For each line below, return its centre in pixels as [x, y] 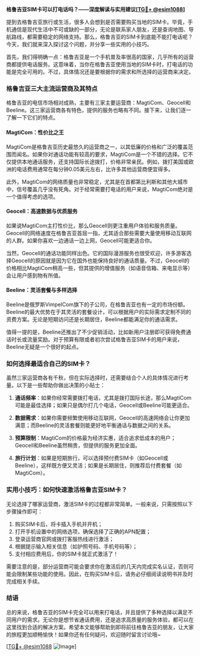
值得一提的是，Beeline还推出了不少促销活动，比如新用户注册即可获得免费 [96, 332]
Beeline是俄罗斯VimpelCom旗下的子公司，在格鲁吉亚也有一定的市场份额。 [97, 304]
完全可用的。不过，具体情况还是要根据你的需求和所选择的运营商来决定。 [105, 72]
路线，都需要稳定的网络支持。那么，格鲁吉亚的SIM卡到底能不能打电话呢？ [102, 37]
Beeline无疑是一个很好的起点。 [44, 347]
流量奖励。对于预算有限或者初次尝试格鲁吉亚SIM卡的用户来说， [104, 339]
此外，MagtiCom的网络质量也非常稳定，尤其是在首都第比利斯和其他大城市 [97, 181]
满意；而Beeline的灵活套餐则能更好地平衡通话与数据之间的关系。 [94, 425]
